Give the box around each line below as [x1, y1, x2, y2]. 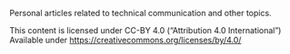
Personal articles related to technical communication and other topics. [9, 8, 272, 18]
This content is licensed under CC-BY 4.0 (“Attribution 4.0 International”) [9, 25, 282, 35]
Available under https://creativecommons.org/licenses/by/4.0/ [9, 35, 242, 45]
